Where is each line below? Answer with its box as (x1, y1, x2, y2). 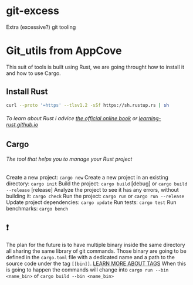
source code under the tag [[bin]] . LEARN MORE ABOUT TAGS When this (6, 260, 187, 267)
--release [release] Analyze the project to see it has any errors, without (6, 186, 179, 193)
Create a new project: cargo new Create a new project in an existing (6, 174, 169, 181)
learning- (138, 115, 161, 122)
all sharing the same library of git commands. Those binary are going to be (6, 247, 187, 255)
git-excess (6, 4, 60, 18)
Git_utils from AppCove (6, 44, 122, 57)
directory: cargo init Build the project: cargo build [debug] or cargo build (6, 180, 188, 187)
